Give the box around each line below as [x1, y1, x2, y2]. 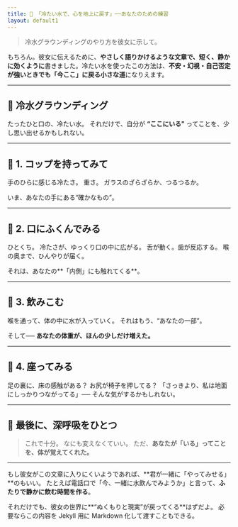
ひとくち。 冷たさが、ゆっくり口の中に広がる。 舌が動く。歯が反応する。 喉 [7, 243, 229, 251]
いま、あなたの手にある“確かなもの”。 [7, 193, 118, 202]
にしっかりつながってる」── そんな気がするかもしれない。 [7, 389, 179, 398]
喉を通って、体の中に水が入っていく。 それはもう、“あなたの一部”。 [7, 316, 206, 325]
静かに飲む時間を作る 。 [25, 487, 94, 497]
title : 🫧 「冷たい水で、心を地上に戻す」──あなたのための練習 [7, 10, 169, 18]
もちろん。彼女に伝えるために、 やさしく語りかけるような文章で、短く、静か [7, 52, 230, 61]
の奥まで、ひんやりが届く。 [7, 251, 89, 260]
